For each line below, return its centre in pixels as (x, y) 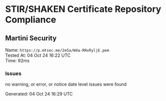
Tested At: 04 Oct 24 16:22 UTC (38, 55)
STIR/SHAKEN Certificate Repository (83, 9)
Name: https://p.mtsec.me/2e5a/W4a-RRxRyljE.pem (57, 50)
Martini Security (31, 38)
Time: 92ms (17, 60)
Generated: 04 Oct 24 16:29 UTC (39, 94)
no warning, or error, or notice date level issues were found (66, 84)
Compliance (31, 20)
